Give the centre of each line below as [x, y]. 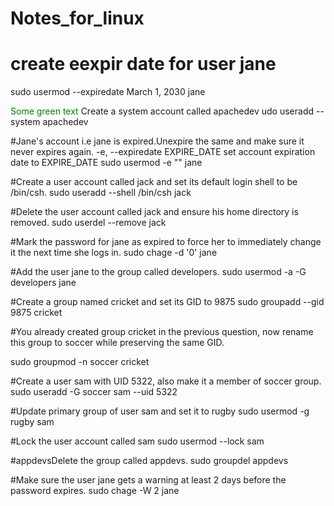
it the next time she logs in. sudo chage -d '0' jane [114, 253]
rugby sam [32, 422]
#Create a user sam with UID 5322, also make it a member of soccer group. [166, 381]
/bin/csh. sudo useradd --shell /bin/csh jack [101, 193]
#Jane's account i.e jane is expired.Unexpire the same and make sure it [157, 141]
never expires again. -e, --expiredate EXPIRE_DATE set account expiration [163, 152]
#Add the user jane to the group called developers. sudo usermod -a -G [158, 272]
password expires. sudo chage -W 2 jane [95, 491]
